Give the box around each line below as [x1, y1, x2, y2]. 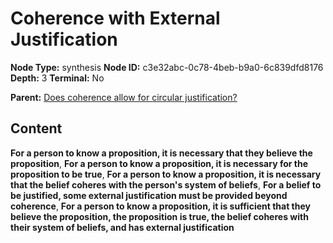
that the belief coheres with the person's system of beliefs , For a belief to [10, 178, 322, 191]
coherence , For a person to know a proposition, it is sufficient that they [10, 200, 312, 212]
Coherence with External [10, 7, 221, 30]
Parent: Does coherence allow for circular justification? [10, 91, 238, 103]
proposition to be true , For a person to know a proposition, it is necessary [10, 168, 322, 180]
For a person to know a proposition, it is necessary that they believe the [10, 147, 313, 159]
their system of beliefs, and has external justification [10, 221, 235, 233]
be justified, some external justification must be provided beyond [10, 189, 288, 201]
